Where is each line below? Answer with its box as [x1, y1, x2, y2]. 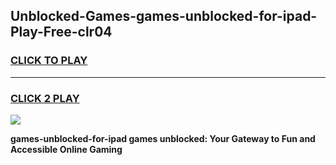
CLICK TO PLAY [10, 54, 88, 68]
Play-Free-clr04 [10, 24, 113, 41]
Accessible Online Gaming [10, 143, 123, 155]
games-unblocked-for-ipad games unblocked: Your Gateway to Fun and [10, 132, 316, 144]
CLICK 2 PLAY [10, 91, 80, 105]
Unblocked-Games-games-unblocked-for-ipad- [10, 8, 318, 25]
